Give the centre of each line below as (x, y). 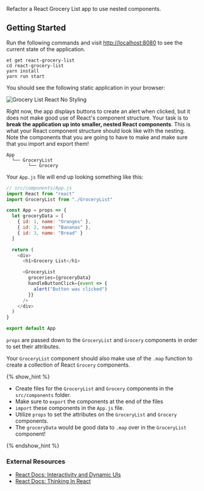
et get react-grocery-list (40, 60)
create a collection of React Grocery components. (68, 365)
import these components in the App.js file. (69, 408)
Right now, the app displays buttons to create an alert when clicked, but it (98, 111)
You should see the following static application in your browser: (86, 87)
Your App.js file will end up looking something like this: (75, 177)
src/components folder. (43, 395)
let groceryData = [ (38, 216)
